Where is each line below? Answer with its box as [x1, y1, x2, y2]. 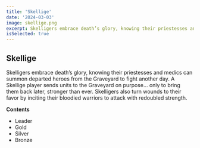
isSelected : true [6, 31, 49, 37]
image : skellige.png [6, 20, 58, 26]
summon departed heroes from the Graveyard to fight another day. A [6, 75, 175, 82]
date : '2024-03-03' [6, 14, 55, 20]
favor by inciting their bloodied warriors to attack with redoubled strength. [6, 94, 187, 101]
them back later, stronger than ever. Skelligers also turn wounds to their [6, 88, 182, 95]
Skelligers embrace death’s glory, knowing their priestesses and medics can [6, 69, 193, 76]
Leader [14, 117, 33, 124]
